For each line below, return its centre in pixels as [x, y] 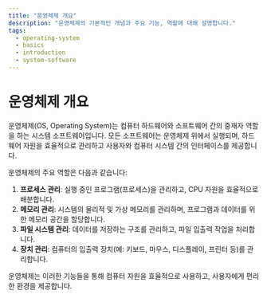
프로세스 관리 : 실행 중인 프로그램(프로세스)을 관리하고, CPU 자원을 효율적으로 [139, 189]
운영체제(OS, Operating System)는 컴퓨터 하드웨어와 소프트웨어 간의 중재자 [126, 125]
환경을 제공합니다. [44, 286]
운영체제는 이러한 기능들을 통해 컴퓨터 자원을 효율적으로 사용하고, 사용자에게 [126, 276]
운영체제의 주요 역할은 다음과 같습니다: [68, 172]
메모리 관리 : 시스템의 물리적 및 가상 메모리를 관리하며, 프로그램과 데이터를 [133, 209]
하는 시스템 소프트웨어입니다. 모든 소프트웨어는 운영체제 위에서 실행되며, [128, 135]
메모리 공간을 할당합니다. [67, 219]
